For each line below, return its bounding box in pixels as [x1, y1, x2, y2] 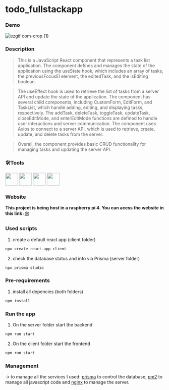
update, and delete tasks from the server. [17, 131, 104, 137]
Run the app [5, 310, 35, 317]
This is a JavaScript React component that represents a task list [17, 57, 150, 63]
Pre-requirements [5, 277, 50, 284]
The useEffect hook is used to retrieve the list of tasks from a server [17, 88, 159, 94]
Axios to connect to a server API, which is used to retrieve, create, [17, 126, 155, 132]
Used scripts [5, 225, 37, 232]
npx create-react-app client [5, 246, 67, 251]
